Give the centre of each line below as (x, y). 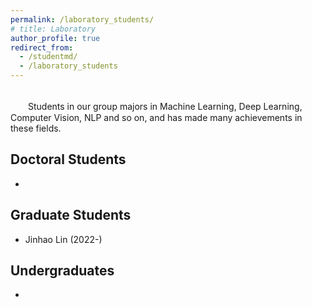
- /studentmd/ (48, 57)
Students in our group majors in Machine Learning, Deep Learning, (165, 106)
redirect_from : (42, 47)
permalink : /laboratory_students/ (82, 19)
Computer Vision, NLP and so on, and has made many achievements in (156, 117)
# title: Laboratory (53, 29)
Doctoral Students (68, 159)
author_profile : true (55, 38)
